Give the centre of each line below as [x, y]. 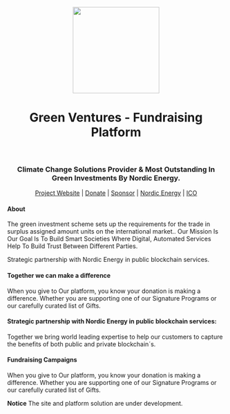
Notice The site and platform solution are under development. [95, 404]
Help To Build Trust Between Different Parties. [73, 246]
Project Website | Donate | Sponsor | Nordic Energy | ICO [116, 193]
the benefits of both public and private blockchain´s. [82, 344]
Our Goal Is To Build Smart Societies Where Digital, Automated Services [109, 239]
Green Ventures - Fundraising [116, 118]
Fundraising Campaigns [42, 360]
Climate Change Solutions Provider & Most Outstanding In [116, 169]
